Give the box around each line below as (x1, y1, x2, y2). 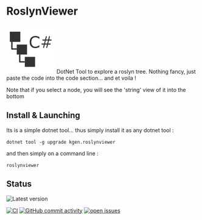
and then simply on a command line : (6, 149, 99, 157)
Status (6, 179, 32, 190)
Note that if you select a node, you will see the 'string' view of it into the (6, 86, 187, 93)
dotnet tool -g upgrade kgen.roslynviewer (6, 139, 116, 145)
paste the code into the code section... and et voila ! (6, 74, 137, 82)
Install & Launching (6, 110, 80, 121)
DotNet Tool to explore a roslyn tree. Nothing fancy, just (56, 68, 196, 75)
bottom (6, 93, 24, 100)
